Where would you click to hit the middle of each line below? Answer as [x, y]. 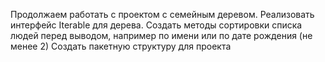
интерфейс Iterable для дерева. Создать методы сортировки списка [156, 25]
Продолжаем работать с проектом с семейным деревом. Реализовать [162, 14]
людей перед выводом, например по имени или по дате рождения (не [161, 35]
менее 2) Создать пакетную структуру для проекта [121, 46]
